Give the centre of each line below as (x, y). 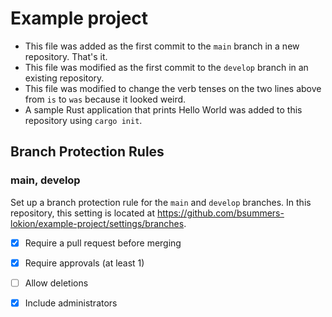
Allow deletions (56, 283)
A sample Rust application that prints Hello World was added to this (163, 109)
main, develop (45, 180)
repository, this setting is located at (83, 213)
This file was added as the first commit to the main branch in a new (162, 46)
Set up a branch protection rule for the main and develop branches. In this (161, 202)
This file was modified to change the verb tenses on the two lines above (173, 88)
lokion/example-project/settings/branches (97, 223)
